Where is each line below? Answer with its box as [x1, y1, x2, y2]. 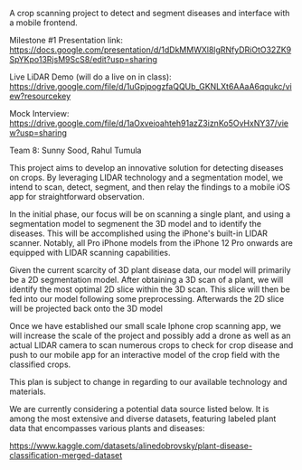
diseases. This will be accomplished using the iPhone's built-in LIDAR [9, 228, 269, 239]
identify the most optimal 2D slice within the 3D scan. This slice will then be [9, 284, 291, 295]
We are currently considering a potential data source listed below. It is [9, 404, 269, 414]
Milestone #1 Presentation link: [9, 35, 124, 45]
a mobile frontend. [9, 17, 79, 28]
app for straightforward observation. [9, 192, 145, 202]
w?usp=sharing [9, 127, 68, 138]
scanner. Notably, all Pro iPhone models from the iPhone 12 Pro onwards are [9, 238, 294, 248]
